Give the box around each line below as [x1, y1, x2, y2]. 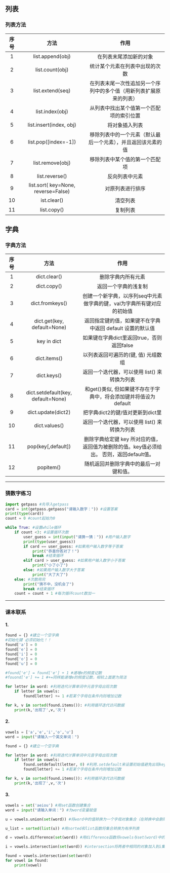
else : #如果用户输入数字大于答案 [23, 567, 85, 573]
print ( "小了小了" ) [32, 563, 68, 568]
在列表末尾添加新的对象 [97, 53, 153, 60]
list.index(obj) [35, 108, 68, 115]
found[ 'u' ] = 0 [5, 661, 37, 666]
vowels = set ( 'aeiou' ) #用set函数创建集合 [5, 803, 91, 808]
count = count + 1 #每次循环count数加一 [14, 591, 95, 596]
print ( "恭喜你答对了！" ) [32, 549, 79, 554]
